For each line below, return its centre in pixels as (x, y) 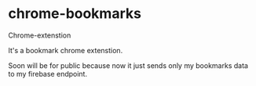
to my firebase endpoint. (48, 73)
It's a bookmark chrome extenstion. (66, 50)
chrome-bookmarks (75, 14)
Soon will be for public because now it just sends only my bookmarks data (128, 65)
